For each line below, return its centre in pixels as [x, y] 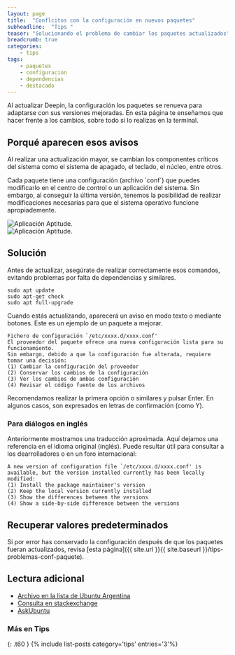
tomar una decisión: [37, 360]
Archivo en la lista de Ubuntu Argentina [74, 595]
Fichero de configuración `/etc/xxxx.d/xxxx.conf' [83, 336]
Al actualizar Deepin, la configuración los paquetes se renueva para [105, 105]
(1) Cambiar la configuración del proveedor [73, 366]
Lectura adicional [46, 579]
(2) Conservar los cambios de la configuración [78, 372]
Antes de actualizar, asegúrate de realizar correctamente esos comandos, [114, 270]
